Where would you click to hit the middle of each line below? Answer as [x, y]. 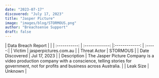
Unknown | [16, 71]
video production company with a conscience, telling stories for [68, 61]
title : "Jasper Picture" [30, 18]
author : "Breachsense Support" [36, 27]
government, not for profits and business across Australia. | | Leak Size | [77, 66]
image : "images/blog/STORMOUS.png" [41, 23]
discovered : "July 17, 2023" [34, 14]
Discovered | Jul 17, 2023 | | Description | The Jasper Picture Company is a [80, 56]
